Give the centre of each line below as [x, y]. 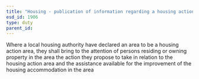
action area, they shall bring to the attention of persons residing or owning [97, 51]
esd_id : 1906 [22, 17]
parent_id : [20, 28]
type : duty [20, 22]
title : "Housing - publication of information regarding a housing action [100, 11]
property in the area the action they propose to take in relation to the [90, 57]
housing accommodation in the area [50, 70]
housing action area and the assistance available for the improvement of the [99, 64]
